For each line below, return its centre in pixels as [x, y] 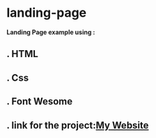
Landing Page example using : [51, 32]
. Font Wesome [40, 101]
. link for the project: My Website [78, 125]
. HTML [23, 54]
